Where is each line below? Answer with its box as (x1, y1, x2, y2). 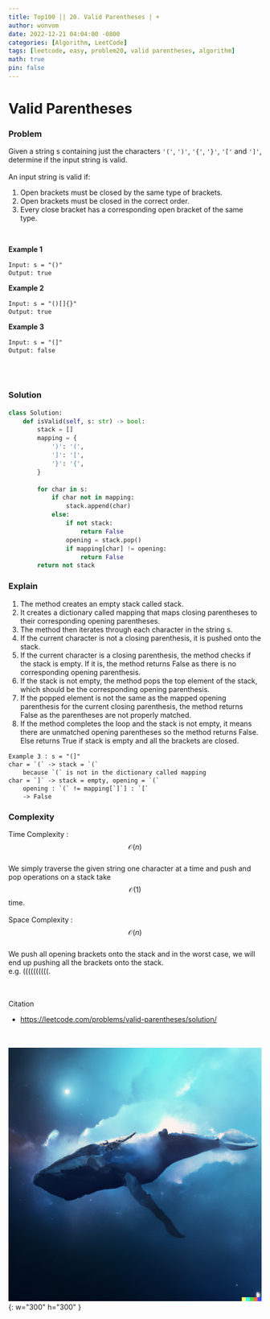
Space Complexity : (8, 914, 74, 925)
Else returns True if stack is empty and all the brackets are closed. (19, 736, 239, 745)
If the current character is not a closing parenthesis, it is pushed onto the (19, 633, 262, 643)
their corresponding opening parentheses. (19, 616, 161, 625)
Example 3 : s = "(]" (8, 752, 81, 760)
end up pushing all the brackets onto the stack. (8, 958, 164, 967)
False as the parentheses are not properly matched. (19, 710, 191, 719)
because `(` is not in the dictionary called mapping (22, 769, 207, 777)
